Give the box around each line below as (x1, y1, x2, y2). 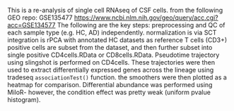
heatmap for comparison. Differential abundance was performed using (7, 81, 213, 89)
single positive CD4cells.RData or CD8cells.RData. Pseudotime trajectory (7, 51, 220, 59)
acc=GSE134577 (7, 21, 56, 29)
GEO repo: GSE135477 (7, 13, 73, 22)
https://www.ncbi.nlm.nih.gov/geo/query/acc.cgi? (74, 13, 218, 22)
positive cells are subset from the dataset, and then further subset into (7, 44, 213, 51)
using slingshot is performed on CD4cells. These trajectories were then (7, 58, 216, 66)
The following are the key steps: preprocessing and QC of (57, 21, 226, 29)
